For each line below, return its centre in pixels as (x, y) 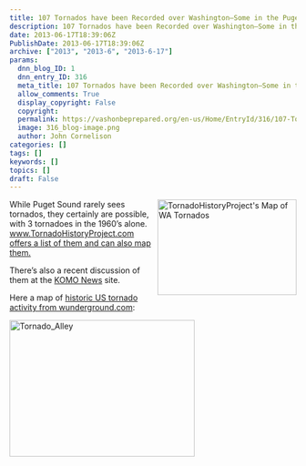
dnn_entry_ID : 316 (53, 77)
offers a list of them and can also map (81, 243)
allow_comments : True (59, 94)
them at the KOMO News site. (65, 280)
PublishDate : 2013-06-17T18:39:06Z (77, 43)
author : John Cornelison (65, 137)
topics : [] (30, 170)
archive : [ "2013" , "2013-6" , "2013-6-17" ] (91, 52)
